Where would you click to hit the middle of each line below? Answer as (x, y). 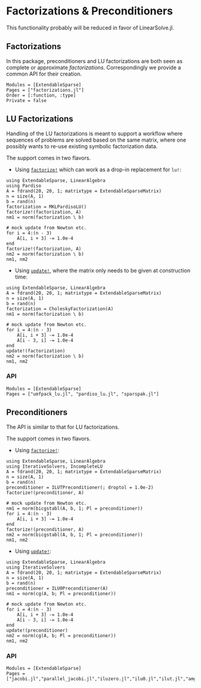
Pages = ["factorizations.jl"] (45, 90)
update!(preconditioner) (37, 630)
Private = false (26, 100)
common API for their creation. (44, 74)
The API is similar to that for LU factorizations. (63, 427)
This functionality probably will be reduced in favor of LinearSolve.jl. (90, 28)
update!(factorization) (36, 351)
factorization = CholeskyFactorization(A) (60, 309)
